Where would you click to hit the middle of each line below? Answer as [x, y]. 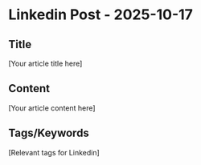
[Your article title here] [45, 63]
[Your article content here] [52, 108]
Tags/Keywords [49, 133]
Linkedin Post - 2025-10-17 [100, 15]
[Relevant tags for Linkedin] [54, 152]
